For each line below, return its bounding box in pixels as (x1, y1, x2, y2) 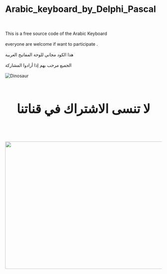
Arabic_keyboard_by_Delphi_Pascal (5, 3, 157, 15)
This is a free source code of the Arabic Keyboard (5, 30, 107, 36)
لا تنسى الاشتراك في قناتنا (16, 100, 151, 116)
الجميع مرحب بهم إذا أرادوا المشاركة (5, 62, 72, 68)
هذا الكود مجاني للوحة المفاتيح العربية (5, 51, 74, 58)
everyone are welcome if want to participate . (5, 41, 98, 47)
